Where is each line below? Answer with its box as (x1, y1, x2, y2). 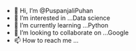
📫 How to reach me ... (13, 37, 79, 44)
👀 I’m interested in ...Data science (13, 14, 110, 22)
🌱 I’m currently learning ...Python (13, 21, 109, 29)
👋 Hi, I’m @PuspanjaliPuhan (13, 7, 93, 14)
